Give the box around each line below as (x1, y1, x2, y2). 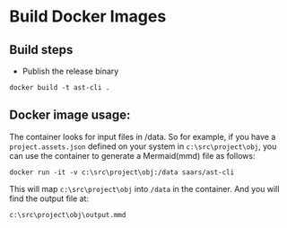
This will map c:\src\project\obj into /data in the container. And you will (9, 183, 280, 194)
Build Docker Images (9, 6, 167, 27)
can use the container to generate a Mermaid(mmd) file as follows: (9, 150, 256, 161)
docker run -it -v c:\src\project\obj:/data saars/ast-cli (9, 168, 235, 177)
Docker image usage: (9, 108, 131, 123)
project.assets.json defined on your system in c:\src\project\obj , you (9, 141, 277, 152)
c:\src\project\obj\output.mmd (9, 210, 126, 219)
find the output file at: (9, 193, 90, 204)
